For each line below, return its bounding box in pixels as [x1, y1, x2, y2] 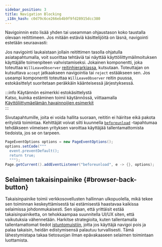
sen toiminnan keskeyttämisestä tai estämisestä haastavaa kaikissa [5, 201, 139, 207]
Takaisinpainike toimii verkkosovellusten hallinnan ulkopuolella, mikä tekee [5, 196, 153, 202]
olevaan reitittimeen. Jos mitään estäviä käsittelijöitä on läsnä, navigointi [5, 35, 148, 40]
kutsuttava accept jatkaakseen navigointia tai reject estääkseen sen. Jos [5, 70, 150, 76]
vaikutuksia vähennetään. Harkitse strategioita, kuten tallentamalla [5, 217, 137, 223]
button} [5, 183, 29, 192]
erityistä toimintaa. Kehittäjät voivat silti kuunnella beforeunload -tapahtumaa [5, 120, 157, 125]
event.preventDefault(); [9, 149, 59, 154]
